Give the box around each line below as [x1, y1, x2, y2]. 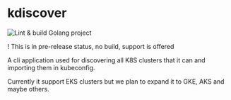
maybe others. [7, 84, 49, 93]
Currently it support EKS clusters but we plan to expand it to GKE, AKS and [7, 77, 225, 86]
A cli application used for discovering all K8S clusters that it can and [7, 55, 206, 65]
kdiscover [7, 5, 67, 21]
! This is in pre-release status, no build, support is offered [7, 42, 174, 50]
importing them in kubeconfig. [7, 63, 95, 72]
